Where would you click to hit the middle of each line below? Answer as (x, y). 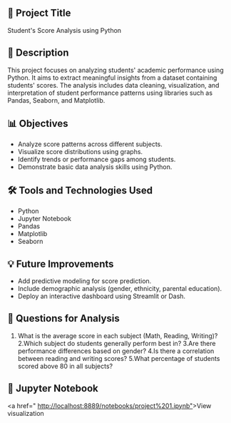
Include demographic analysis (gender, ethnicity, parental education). (120, 289)
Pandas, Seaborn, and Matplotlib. (56, 100)
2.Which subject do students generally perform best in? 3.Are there (117, 343)
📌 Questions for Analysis (63, 318)
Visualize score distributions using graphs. (80, 152)
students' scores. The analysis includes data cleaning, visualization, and (113, 85)
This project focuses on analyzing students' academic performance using (115, 70)
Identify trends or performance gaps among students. (97, 159)
